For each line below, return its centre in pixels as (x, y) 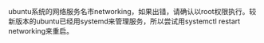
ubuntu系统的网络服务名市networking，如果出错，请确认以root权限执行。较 (132, 11)
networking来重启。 (41, 31)
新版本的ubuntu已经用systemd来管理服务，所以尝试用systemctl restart (124, 21)
